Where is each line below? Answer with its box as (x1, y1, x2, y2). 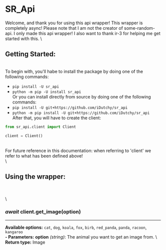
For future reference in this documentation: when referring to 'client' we (5, 148, 152, 153)
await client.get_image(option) (5, 208, 81, 215)
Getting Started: (5, 50, 56, 58)
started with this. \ (5, 36, 42, 42)
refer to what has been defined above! (5, 152, 83, 159)
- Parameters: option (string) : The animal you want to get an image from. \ (5, 234, 157, 240)
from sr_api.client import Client (5, 124, 77, 129)
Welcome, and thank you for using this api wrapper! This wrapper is (5, 20, 143, 26)
